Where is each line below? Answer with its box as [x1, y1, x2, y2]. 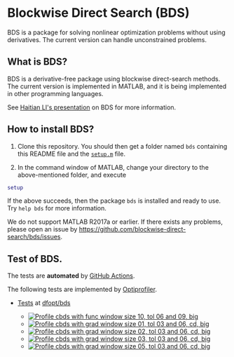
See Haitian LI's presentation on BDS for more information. [7, 103, 177, 112]
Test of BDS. [7, 252, 63, 264]
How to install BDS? [7, 123, 95, 135]
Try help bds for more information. [7, 204, 107, 213]
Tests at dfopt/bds [17, 299, 71, 307]
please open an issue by [7, 225, 78, 234]
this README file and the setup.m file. [17, 149, 126, 158]
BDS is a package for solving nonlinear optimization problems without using [7, 28, 226, 36]
